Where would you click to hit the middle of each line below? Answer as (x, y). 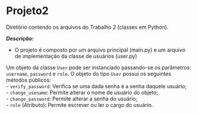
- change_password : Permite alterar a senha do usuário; (72, 99)
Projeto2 (27, 11)
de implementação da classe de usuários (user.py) (76, 56)
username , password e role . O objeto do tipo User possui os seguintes (89, 73)
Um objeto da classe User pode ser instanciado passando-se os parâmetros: (99, 67)
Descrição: (20, 38)
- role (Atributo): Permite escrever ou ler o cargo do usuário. (80, 105)
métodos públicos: (29, 80)
